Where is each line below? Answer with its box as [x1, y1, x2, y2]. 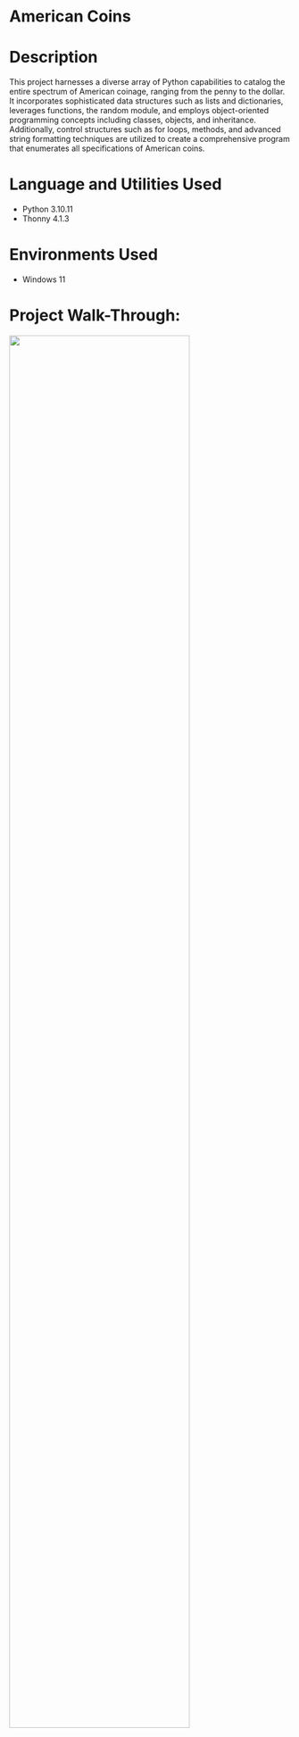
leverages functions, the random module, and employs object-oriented [9, 105, 270, 116]
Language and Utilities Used [9, 174, 222, 195]
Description [9, 47, 98, 68]
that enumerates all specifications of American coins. [9, 143, 205, 154]
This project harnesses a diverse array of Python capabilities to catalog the [9, 77, 286, 87]
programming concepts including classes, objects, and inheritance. [9, 114, 257, 126]
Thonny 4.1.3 [21, 213, 70, 224]
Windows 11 [21, 274, 66, 285]
